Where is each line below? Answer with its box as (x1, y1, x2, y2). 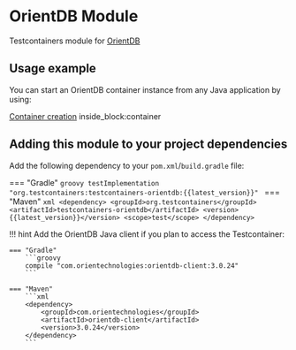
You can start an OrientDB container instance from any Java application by (9, 84, 281, 95)
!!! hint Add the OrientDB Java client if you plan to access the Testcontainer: (9, 228, 285, 240)
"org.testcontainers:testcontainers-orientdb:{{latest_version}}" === (9, 186, 280, 197)
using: (9, 94, 32, 104)
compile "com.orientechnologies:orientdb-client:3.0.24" (25, 261, 239, 270)
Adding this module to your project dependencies (9, 137, 288, 152)
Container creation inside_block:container (9, 110, 162, 121)
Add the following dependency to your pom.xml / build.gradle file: (9, 160, 245, 171)
